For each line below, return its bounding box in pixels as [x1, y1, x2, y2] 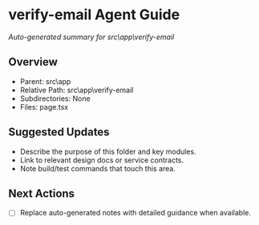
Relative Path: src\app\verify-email [19, 85, 134, 94]
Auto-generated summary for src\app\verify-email [8, 32, 175, 42]
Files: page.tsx [19, 102, 69, 111]
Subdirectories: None [19, 94, 91, 103]
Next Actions [8, 187, 75, 200]
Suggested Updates [8, 126, 110, 139]
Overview [8, 55, 59, 69]
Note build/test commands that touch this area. [19, 163, 176, 173]
